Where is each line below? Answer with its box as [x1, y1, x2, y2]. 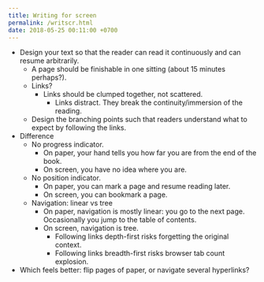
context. [54, 240, 82, 250]
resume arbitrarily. [19, 56, 80, 65]
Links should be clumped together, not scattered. [43, 90, 203, 99]
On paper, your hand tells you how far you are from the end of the [43, 148, 257, 158]
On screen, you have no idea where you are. [43, 165, 188, 174]
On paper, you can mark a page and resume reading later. [43, 182, 231, 191]
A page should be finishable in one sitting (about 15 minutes [31, 65, 226, 74]
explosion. [54, 257, 89, 266]
